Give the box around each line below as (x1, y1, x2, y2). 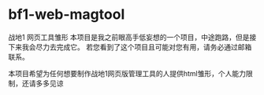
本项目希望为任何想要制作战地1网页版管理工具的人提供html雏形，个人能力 (8, 68, 247, 78)
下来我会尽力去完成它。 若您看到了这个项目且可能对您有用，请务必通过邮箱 (8, 42, 252, 52)
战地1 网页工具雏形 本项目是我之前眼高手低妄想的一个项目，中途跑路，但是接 (8, 32, 257, 42)
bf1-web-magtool (8, 5, 125, 24)
